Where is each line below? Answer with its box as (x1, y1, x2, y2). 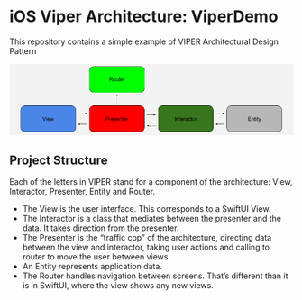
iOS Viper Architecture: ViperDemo (9, 6, 279, 27)
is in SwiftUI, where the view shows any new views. (22, 280, 214, 291)
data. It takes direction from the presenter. (22, 223, 179, 233)
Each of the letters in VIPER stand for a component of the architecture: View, (9, 177, 293, 187)
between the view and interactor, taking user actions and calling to (22, 241, 270, 253)
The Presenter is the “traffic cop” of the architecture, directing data (22, 232, 272, 243)
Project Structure (9, 152, 108, 168)
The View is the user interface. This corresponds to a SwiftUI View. (22, 204, 271, 214)
